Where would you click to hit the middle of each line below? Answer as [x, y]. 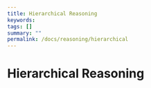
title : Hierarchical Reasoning [52, 14]
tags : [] [20, 26]
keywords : [21, 20]
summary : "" [24, 33]
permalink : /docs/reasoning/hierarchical [68, 39]
